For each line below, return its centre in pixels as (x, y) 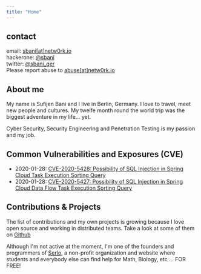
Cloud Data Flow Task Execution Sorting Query (73, 188)
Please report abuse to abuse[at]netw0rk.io (61, 70)
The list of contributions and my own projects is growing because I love (95, 221)
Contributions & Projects (54, 207)
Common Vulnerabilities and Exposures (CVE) (95, 154)
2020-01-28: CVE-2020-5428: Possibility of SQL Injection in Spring (99, 169)
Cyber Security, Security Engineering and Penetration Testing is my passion (101, 129)
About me (25, 89)
